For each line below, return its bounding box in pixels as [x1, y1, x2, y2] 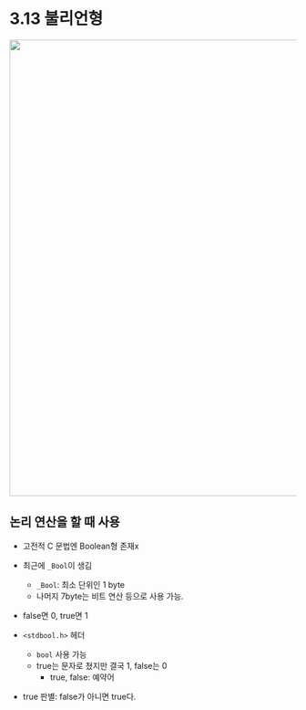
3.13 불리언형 [9, 8, 104, 29]
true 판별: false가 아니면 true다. [22, 691, 137, 702]
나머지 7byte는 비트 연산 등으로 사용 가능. [36, 590, 184, 601]
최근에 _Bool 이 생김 [22, 559, 93, 570]
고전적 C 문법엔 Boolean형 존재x [22, 540, 139, 551]
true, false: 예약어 [49, 672, 116, 683]
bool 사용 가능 [36, 649, 87, 660]
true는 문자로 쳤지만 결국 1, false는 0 [36, 660, 168, 671]
